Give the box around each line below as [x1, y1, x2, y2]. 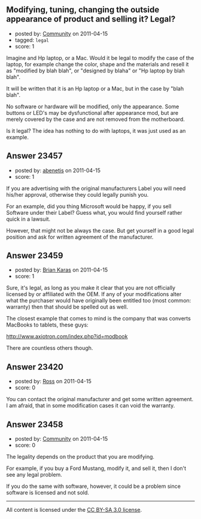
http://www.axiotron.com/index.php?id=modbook [6, 333, 128, 340]
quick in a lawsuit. [6, 215, 51, 222]
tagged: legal [14, 36, 49, 44]
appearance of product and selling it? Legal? [6, 14, 176, 25]
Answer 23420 [6, 362, 64, 372]
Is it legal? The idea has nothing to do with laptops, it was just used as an [6, 127, 186, 134]
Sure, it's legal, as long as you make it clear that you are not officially [6, 284, 175, 292]
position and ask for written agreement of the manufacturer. [6, 233, 154, 240]
